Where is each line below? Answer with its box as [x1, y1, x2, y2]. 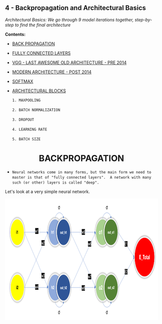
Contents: [5, 31, 26, 37]
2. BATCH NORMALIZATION [12, 107, 61, 112]
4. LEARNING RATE [12, 127, 48, 132]
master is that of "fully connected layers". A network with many [12, 175, 151, 180]
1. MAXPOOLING [12, 98, 41, 102]
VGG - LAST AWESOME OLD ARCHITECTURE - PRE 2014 [12, 59, 127, 65]
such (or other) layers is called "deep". [12, 180, 99, 185]
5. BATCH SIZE [12, 136, 41, 141]
